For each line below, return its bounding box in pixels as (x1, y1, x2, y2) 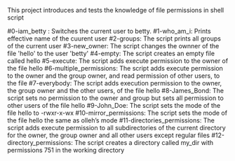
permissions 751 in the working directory (7, 146, 125, 154)
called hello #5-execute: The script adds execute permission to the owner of (7, 57, 229, 65)
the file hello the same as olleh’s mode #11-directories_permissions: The (7, 116, 215, 125)
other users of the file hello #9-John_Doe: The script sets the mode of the (7, 101, 221, 109)
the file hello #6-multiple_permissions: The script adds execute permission (7, 64, 223, 72)
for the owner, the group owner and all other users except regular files (7, 131, 210, 139)
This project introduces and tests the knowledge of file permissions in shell (7, 6, 224, 14)
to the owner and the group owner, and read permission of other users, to (7, 71, 220, 80)
